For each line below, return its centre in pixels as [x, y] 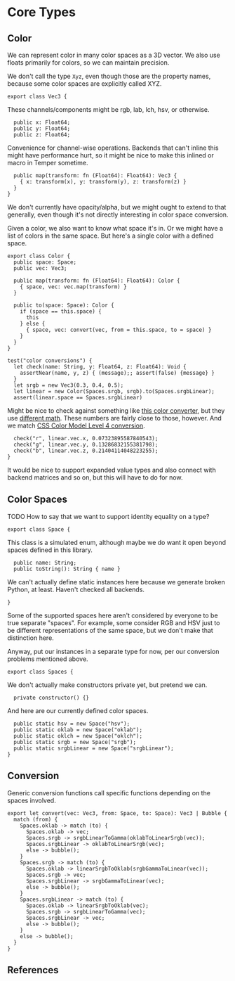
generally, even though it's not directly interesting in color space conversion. [118, 214]
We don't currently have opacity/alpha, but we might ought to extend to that [117, 207]
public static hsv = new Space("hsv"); [72, 724]
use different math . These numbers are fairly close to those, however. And [115, 418]
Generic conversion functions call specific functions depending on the [109, 793]
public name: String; [45, 563]
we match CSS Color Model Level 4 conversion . [76, 425]
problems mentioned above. [48, 659]
